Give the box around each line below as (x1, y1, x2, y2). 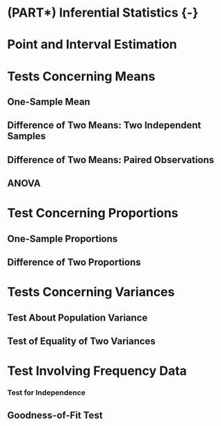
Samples (7, 130, 47, 142)
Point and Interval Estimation (7, 37, 177, 53)
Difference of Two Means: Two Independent (7, 119, 202, 131)
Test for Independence (7, 388, 85, 398)
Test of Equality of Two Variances (7, 335, 156, 348)
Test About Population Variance (7, 312, 148, 323)
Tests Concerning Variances (7, 284, 175, 300)
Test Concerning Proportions (7, 205, 179, 221)
